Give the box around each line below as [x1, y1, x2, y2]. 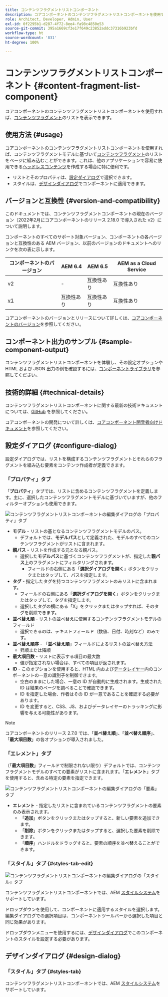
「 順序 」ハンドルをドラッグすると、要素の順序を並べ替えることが [19, 840, 156, 846]
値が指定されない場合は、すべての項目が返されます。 [19, 660, 129, 666]
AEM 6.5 [87, 263, 108, 270]
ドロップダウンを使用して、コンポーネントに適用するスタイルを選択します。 [5, 906, 162, 912]
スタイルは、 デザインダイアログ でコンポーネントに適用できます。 [12, 180, 148, 186]
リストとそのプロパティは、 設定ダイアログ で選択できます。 [12, 174, 135, 180]
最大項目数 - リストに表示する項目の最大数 [12, 653, 101, 659]
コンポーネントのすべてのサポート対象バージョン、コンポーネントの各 [5, 234, 149, 240]
